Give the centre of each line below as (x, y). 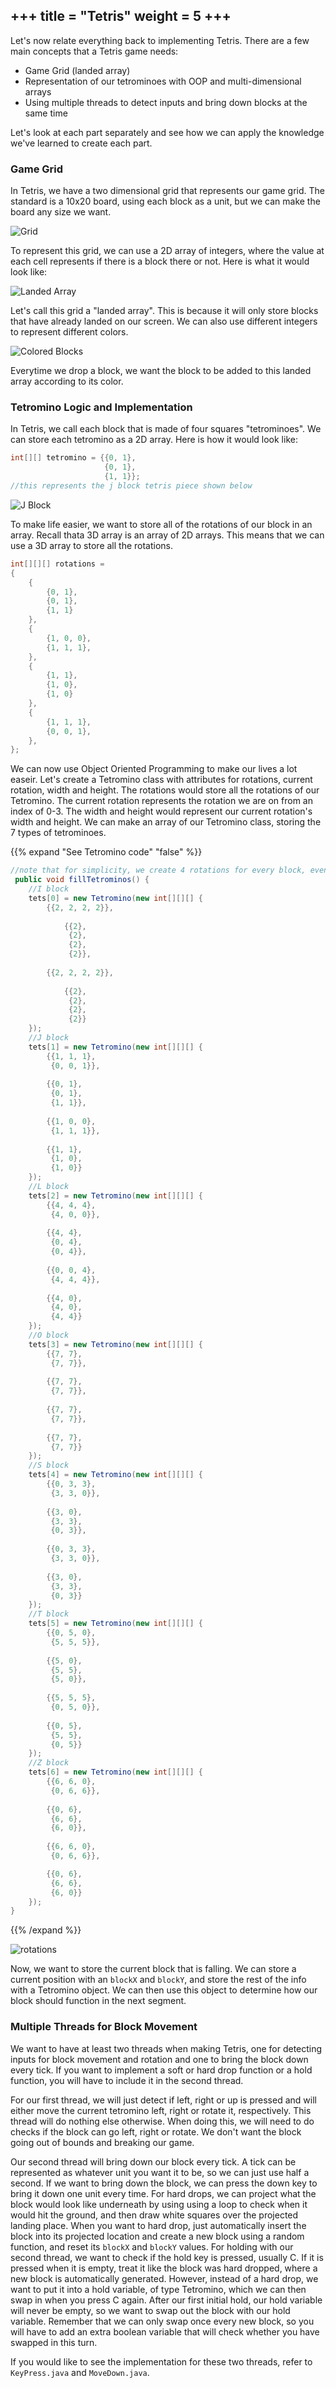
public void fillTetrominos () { (82, 880)
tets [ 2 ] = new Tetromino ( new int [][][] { (116, 1195)
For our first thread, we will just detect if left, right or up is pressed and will (163, 2100)
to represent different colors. (69, 332)
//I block (49, 889)
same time (46, 113)
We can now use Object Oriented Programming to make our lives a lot (154, 769)
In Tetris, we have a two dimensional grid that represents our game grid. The (167, 191)
